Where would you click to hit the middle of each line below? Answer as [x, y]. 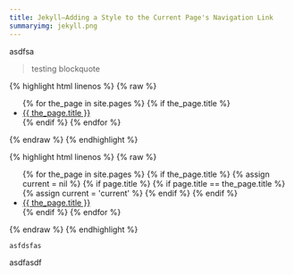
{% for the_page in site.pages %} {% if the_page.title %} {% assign [146, 174]
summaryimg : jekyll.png [54, 26]
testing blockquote [66, 69]
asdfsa [21, 51]
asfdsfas [25, 246]
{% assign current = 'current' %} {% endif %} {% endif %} [130, 193]
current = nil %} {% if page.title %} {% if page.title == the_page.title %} [154, 183]
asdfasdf [25, 262]
